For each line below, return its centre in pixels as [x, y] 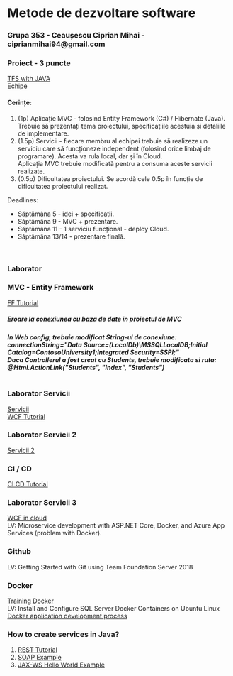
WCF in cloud [27, 518]
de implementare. [43, 133]
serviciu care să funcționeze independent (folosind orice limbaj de [114, 148]
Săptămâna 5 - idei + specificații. [66, 214]
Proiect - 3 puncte [39, 63]
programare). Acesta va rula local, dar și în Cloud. [90, 156]
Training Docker [31, 601]
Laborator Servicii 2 [42, 435]
